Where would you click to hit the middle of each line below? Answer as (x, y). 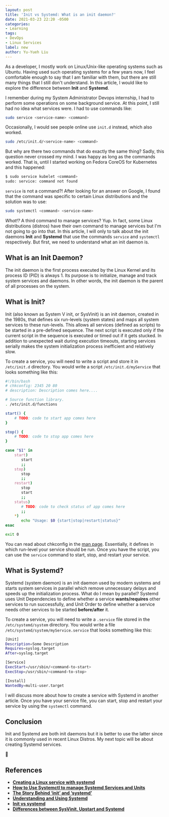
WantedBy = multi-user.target (35, 685)
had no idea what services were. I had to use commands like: (69, 108)
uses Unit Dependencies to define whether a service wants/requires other (83, 599)
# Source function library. (35, 400)
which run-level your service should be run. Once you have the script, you (82, 549)
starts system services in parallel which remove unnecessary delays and (81, 588)
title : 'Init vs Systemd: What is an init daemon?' (61, 15)
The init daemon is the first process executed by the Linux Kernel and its (80, 270)
